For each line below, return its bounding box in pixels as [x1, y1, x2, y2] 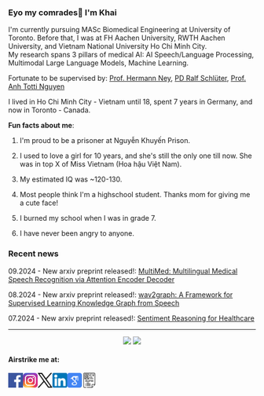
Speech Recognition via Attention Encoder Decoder [8, 274, 175, 284]
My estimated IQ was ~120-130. [19, 174, 123, 184]
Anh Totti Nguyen [8, 82, 65, 91]
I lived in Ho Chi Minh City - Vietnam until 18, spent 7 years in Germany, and [8, 97, 253, 107]
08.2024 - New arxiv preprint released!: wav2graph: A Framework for [8, 290, 233, 299]
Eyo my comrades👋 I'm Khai [8, 7, 117, 18]
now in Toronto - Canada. [8, 105, 91, 115]
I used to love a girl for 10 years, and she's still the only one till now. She [19, 151, 253, 160]
